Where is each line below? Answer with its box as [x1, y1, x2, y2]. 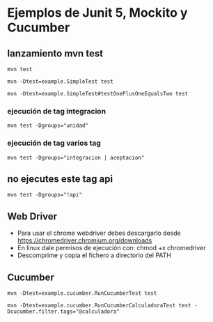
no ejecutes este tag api [7, 173, 113, 185]
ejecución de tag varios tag [7, 138, 101, 148]
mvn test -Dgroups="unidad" [7, 122, 89, 130]
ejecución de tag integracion [7, 106, 106, 116]
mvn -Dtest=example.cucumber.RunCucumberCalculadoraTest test [7, 302, 191, 309]
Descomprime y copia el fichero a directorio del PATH [17, 251, 172, 259]
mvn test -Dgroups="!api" [7, 192, 82, 199]
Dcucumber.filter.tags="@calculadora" [7, 308, 120, 315]
